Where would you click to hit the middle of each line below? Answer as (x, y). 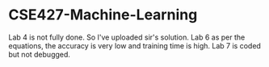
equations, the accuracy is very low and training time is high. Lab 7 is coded (134, 45)
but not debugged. (40, 54)
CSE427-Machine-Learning (103, 15)
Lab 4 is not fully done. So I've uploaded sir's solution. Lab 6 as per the (127, 37)
